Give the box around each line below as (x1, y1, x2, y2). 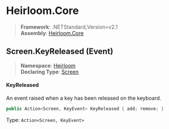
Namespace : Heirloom (20, 62, 76, 69)
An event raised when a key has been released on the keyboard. (6, 95, 161, 102)
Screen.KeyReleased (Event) (6, 47, 113, 57)
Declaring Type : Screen (20, 68, 79, 75)
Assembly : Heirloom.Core (20, 29, 84, 36)
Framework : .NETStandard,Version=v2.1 (20, 23, 118, 30)
